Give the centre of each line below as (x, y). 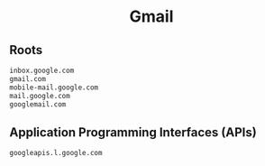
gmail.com (28, 78)
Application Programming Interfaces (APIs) (133, 132)
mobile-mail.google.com (54, 88)
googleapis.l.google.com (56, 153)
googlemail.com (38, 104)
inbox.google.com (42, 70)
